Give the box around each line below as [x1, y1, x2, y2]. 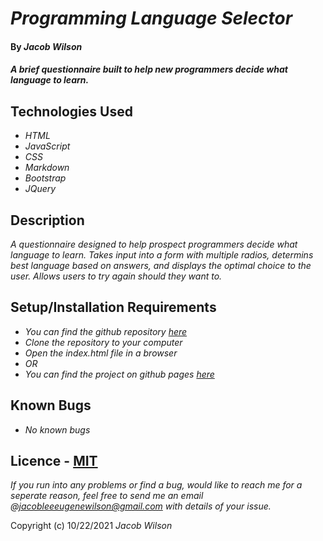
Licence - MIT [10, 453, 98, 470]
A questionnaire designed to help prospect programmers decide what [10, 238, 298, 250]
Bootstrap [24, 172, 67, 184]
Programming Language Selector [10, 7, 293, 30]
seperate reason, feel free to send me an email [10, 490, 204, 502]
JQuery [24, 183, 57, 195]
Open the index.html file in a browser [24, 347, 178, 359]
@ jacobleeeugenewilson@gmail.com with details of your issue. [10, 500, 272, 512]
